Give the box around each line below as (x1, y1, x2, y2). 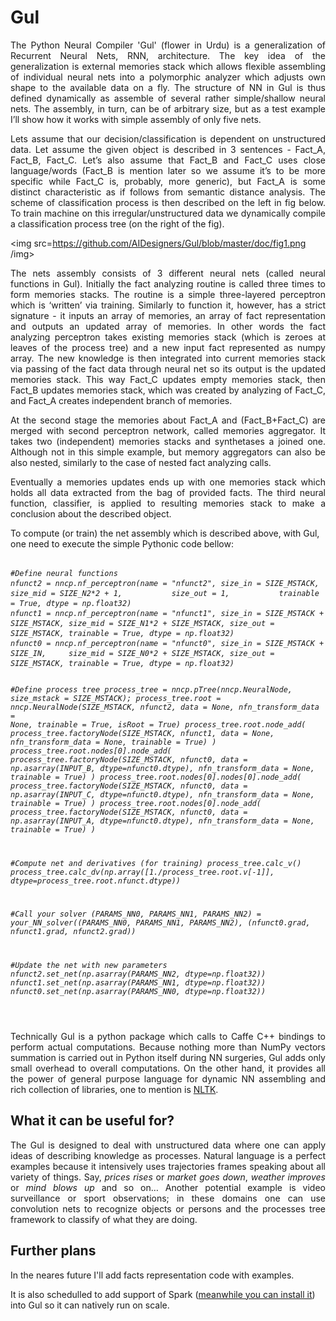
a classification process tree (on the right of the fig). (10, 217, 225, 230)
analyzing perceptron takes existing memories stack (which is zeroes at (10, 331, 326, 343)
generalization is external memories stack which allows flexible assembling (10, 60, 326, 72)
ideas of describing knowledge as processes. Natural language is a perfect (10, 1149, 326, 1161)
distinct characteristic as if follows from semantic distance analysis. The (10, 186, 326, 198)
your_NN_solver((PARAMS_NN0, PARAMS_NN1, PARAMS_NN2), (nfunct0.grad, (10, 918, 311, 928)
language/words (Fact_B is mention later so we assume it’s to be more (10, 164, 326, 176)
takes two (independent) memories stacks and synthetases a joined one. (10, 435, 326, 447)
